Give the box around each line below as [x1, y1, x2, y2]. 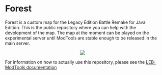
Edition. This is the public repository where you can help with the [5, 24, 136, 30]
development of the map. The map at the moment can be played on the [5, 30, 149, 36]
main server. [5, 40, 30, 46]
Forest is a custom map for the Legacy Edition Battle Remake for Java [5, 19, 146, 25]
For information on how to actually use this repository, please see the [5, 59, 145, 65]
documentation [26, 64, 57, 70]
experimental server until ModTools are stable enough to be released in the [5, 35, 157, 41]
